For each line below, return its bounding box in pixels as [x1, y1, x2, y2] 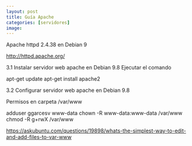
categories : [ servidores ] [6, 19, 70, 25]
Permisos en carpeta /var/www [6, 98, 83, 105]
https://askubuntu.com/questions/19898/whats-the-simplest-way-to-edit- [6, 127, 186, 134]
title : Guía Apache [6, 14, 54, 20]
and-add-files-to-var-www [6, 134, 72, 141]
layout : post [6, 8, 38, 15]
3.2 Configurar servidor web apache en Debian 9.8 [6, 87, 130, 94]
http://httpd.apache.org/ [6, 52, 65, 59]
